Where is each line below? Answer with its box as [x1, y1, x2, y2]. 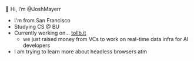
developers [22, 42, 51, 49]
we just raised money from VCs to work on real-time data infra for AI [22, 36, 189, 42]
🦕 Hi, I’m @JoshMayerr [5, 6, 61, 12]
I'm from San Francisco [14, 17, 71, 23]
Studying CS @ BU [14, 23, 60, 30]
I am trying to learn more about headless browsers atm [14, 48, 148, 55]
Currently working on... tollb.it [14, 29, 86, 36]
